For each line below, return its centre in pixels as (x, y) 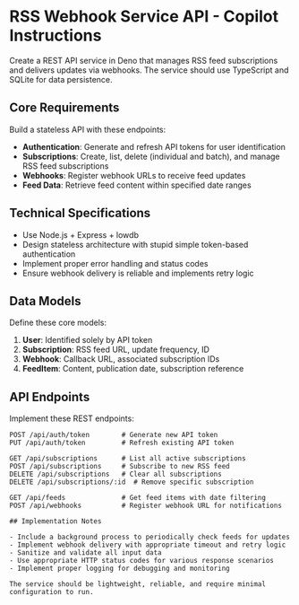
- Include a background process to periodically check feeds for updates (150, 537)
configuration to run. (51, 592)
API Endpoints (50, 397)
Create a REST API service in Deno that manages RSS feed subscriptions (144, 60)
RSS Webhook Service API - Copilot (144, 17)
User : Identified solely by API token (87, 340)
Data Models (45, 301)
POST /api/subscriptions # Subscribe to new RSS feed (120, 467)
